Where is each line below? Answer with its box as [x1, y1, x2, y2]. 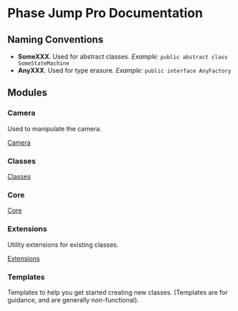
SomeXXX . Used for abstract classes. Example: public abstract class [17, 52, 228, 61]
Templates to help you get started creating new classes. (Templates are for [7, 287, 228, 297]
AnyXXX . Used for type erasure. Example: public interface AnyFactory [17, 66, 232, 74]
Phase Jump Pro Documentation [7, 5, 204, 21]
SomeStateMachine [17, 60, 70, 67]
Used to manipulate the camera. [7, 124, 102, 133]
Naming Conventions [7, 34, 104, 46]
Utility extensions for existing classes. [7, 240, 119, 249]
